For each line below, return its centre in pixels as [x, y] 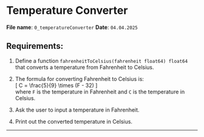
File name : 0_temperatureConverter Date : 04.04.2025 [72, 27]
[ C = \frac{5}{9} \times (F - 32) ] [56, 85]
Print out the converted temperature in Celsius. [73, 121]
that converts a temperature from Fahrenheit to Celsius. [84, 67]
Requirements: [35, 46]
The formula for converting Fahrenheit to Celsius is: [80, 78]
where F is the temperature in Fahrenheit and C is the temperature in [100, 92]
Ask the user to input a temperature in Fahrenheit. [77, 110]
